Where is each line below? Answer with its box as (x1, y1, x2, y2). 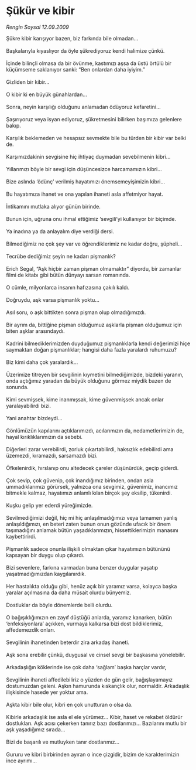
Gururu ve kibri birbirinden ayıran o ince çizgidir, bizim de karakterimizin (6, 751, 180, 758)
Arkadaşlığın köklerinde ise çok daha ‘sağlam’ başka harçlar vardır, (6, 663, 167, 670)
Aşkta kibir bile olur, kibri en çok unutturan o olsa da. (6, 701, 133, 708)
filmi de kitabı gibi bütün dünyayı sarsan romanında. (6, 271, 130, 278)
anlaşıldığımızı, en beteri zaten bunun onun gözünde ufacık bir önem (6, 520, 171, 527)
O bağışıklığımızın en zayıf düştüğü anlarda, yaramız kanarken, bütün (6, 614, 173, 621)
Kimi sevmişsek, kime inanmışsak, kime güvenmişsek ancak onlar (6, 396, 164, 403)
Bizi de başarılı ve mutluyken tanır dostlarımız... (6, 738, 120, 745)
